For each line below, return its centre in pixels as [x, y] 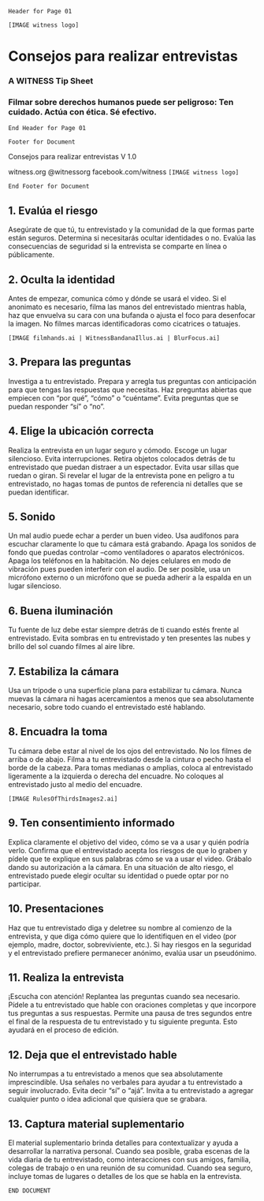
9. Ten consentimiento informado [91, 823]
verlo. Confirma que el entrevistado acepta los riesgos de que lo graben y [128, 850]
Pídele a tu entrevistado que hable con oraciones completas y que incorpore [132, 1005]
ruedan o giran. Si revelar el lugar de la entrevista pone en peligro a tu [121, 475]
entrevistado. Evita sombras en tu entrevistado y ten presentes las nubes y [129, 638]
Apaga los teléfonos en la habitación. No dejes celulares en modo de [120, 561]
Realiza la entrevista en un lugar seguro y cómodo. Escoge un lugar [118, 450]
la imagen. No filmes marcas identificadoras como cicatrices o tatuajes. [124, 324]
